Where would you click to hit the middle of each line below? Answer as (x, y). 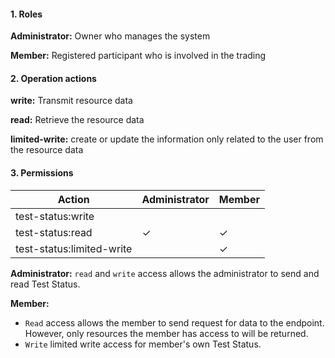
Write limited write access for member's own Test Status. (143, 344)
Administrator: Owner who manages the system (110, 36)
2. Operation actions (53, 78)
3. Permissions (42, 173)
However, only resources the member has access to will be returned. (166, 333)
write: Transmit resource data (71, 101)
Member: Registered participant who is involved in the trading (138, 56)
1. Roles (26, 14)
